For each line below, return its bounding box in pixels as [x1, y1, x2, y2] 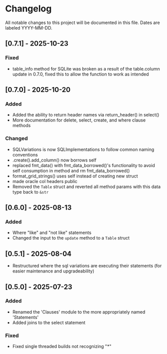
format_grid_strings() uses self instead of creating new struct [12, 173, 138, 179]
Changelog [5, 3, 52, 14]
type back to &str [12, 188, 49, 195]
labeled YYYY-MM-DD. [5, 24, 52, 30]
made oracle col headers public [12, 178, 78, 184]
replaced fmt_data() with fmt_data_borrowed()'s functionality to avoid [12, 162, 156, 168]
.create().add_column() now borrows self [12, 157, 97, 163]
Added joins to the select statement [12, 319, 86, 325]
